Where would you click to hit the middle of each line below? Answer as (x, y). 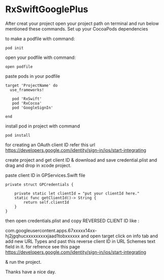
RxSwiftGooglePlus (47, 9)
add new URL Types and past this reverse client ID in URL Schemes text (80, 241)
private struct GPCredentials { (39, 184)
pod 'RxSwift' (27, 99)
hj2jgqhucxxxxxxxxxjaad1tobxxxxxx (43, 236)
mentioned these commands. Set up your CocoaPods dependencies (77, 28)
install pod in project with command (43, 126)
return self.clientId (46, 202)
